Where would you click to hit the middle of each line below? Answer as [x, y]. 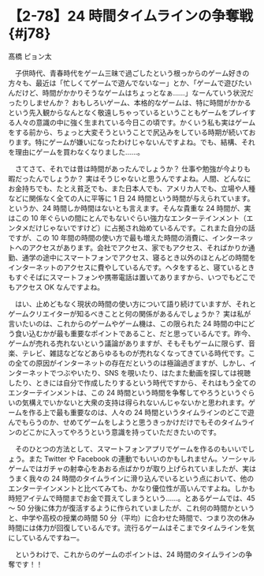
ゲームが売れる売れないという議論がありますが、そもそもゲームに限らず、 [128, 343]
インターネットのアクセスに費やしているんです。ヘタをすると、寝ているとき [132, 267]
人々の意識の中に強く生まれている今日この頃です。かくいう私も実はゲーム [135, 122]
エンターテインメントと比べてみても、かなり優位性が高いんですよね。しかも [132, 488]
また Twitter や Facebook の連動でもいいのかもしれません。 [125, 458]
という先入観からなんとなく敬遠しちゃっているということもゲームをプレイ [129, 112]
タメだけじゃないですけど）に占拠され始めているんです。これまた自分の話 [135, 228]
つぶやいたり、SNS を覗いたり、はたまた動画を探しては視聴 [153, 372]
